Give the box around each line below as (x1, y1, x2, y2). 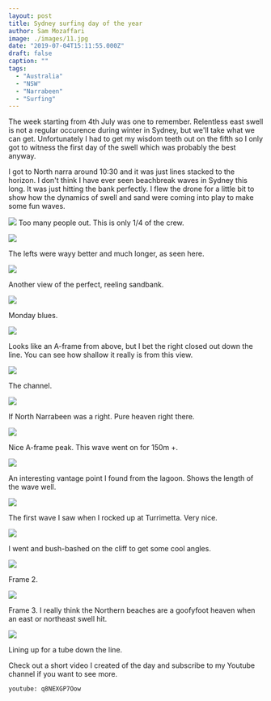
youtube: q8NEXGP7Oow (8, 685, 82, 693)
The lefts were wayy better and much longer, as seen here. (8, 249, 205, 259)
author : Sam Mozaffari (8, 27, 85, 35)
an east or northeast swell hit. (8, 614, 108, 624)
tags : (8, 65, 27, 73)
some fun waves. (8, 202, 66, 211)
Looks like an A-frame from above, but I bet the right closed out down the (8, 342, 253, 351)
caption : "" (8, 57, 49, 66)
